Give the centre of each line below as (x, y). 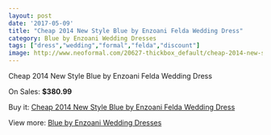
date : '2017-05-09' (41, 23)
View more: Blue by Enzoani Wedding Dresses (85, 123)
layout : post (30, 16)
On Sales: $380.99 (40, 92)
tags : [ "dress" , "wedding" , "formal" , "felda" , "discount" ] (104, 46)
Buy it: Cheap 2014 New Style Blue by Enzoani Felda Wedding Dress (122, 107)
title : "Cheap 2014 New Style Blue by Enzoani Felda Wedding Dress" (126, 31)
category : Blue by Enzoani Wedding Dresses (83, 38)
